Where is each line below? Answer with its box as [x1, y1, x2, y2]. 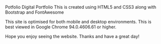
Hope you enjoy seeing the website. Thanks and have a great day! [5, 34, 140, 39]
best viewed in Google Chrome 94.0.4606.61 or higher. [5, 24, 117, 30]
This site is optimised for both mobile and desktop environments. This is [5, 19, 152, 24]
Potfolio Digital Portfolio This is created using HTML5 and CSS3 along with [5, 4, 157, 10]
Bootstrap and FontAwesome [5, 9, 64, 15]
